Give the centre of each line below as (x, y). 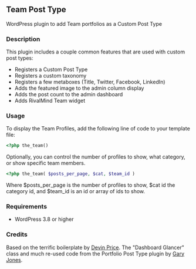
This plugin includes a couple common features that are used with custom (96, 52)
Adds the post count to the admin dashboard (69, 95)
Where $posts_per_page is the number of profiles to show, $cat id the (91, 185)
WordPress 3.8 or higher (44, 219)
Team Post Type (36, 10)
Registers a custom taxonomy (50, 76)
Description (23, 39)
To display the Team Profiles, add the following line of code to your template (98, 129)
